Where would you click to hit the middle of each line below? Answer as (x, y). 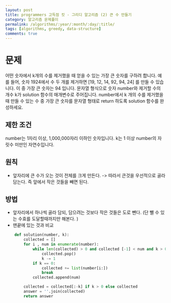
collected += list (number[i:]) (75, 268)
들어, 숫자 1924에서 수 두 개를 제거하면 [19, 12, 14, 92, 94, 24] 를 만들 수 (82, 81)
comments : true (21, 34)
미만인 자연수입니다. (34, 144)
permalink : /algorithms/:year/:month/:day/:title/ (60, 24)
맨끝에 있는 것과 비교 (33, 225)
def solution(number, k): (42, 235)
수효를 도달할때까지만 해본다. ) (48, 219)
